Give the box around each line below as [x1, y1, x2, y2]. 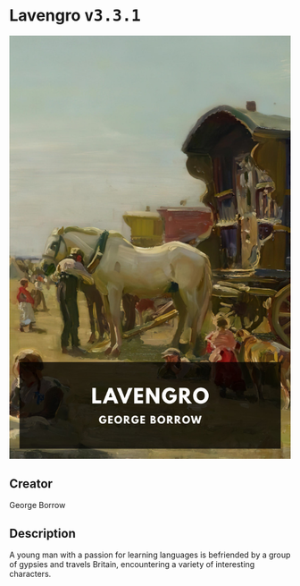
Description [9, 525, 76, 541]
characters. [9, 569, 52, 580]
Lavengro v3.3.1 [9, 5, 141, 26]
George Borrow [9, 500, 66, 511]
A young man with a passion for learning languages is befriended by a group [9, 549, 291, 560]
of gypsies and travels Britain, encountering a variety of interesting [9, 559, 255, 570]
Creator [9, 476, 54, 492]
